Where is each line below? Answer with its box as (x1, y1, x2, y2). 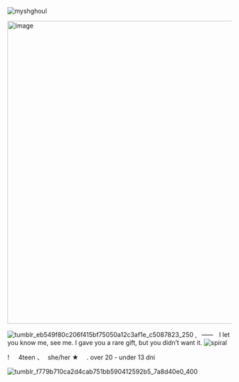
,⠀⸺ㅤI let (194, 331, 230, 339)
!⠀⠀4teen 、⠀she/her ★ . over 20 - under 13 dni (7, 353, 155, 361)
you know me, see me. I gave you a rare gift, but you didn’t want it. (7, 339, 203, 346)
